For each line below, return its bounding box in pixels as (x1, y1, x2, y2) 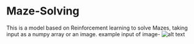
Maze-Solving (6, 4, 80, 18)
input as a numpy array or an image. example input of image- (6, 30, 160, 37)
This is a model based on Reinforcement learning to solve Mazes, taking (6, 24, 188, 31)
